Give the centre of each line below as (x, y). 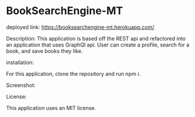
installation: (20, 62)
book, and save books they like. (44, 51)
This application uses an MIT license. (51, 108)
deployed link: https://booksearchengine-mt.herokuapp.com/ (80, 27)
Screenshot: (21, 85)
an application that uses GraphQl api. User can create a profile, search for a (98, 45)
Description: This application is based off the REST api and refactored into (96, 38)
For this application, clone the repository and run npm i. (73, 73)
